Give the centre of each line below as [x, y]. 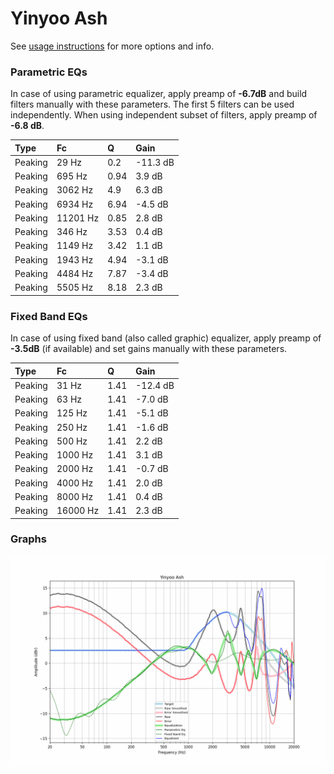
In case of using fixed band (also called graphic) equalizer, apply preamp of [166, 338]
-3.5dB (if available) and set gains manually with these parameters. [149, 349]
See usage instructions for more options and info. [112, 46]
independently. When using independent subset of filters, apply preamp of [164, 115]
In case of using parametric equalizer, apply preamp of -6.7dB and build [159, 94]
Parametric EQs [49, 72]
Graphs [28, 539]
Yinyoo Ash [59, 18]
